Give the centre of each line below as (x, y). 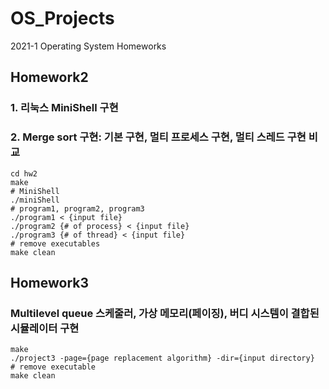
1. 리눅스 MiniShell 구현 (64, 108)
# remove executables (55, 243)
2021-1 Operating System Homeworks (88, 46)
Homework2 (49, 77)
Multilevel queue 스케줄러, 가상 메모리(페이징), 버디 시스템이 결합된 (165, 313)
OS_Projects (62, 18)
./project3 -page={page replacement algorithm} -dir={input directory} (162, 358)
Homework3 (50, 282)
